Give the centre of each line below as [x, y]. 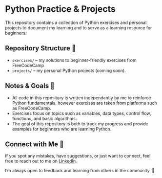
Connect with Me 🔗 [35, 144]
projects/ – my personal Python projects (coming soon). [69, 70]
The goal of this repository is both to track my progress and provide [80, 124]
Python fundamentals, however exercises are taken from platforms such [84, 103]
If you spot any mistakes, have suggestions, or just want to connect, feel [78, 156]
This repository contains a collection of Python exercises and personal [76, 22]
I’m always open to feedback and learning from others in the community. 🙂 [80, 171]
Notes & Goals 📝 [30, 86]
